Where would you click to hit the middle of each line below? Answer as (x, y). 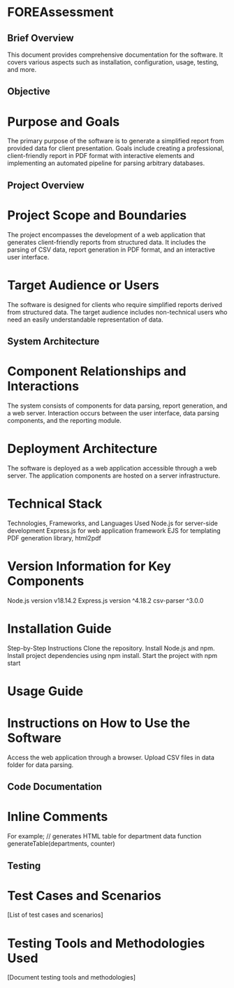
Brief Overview (41, 38)
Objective (29, 92)
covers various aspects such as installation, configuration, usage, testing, (113, 62)
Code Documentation (55, 787)
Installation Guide (59, 628)
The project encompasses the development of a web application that (107, 234)
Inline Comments (58, 817)
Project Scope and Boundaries (97, 215)
